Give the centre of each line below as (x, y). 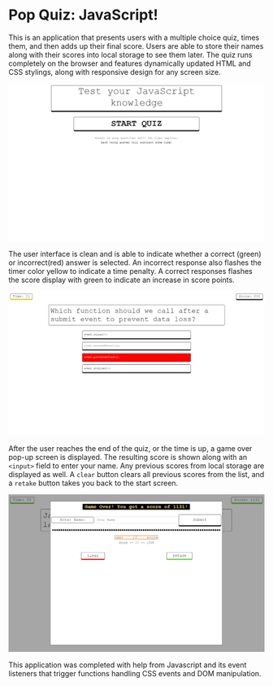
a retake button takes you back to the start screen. (93, 483)
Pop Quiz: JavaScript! (83, 15)
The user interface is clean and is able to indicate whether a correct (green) (135, 254)
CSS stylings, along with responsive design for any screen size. (115, 72)
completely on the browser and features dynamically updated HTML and (130, 63)
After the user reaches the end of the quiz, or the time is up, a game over (130, 449)
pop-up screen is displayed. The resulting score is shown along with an (128, 458)
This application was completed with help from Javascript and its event (128, 665)
